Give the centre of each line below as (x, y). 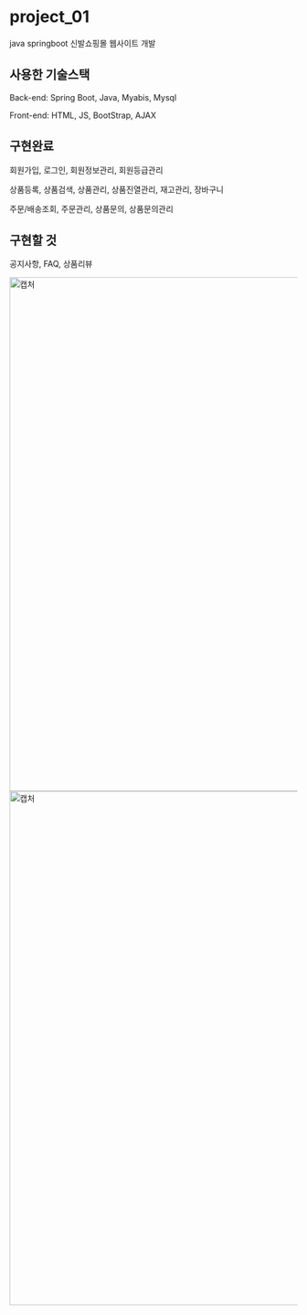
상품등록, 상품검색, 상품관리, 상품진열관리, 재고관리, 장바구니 (116, 189)
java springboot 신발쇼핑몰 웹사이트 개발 (83, 43)
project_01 (49, 17)
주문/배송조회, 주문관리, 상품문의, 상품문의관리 (91, 208)
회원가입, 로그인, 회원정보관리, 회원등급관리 (86, 170)
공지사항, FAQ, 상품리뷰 (51, 264)
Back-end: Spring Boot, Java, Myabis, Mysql (93, 97)
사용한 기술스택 (50, 75)
